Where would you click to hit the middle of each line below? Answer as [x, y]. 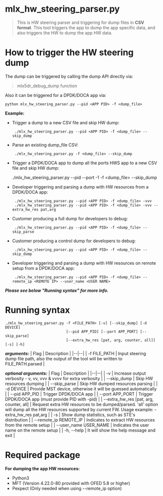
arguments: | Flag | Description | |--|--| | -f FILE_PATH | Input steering [76, 353]
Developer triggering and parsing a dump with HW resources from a [80, 187]
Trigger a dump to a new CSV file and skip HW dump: [66, 122]
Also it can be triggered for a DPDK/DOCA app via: [56, 95]
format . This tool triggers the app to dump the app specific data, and [86, 27]
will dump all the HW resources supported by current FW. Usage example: [79, 409]
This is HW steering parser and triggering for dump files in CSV [81, 22]
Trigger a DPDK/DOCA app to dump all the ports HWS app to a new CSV [84, 163]
